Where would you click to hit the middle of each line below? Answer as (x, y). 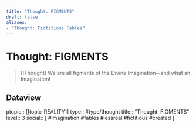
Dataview (24, 97)
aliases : (17, 22)
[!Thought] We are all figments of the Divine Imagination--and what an (105, 73)
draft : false (22, 17)
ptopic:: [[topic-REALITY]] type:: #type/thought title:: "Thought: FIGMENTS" (98, 111)
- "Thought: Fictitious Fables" (45, 28)
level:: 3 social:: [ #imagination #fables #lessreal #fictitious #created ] (90, 118)
